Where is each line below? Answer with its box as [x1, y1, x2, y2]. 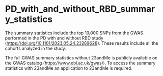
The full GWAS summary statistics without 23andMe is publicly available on [5, 55, 158, 60]
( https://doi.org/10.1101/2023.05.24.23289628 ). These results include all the [5, 40, 159, 46]
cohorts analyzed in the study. [5, 45, 66, 51]
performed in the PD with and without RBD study [5, 35, 104, 41]
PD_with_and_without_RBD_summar [5, 3, 155, 15]
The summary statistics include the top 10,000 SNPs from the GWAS [5, 30, 143, 36]
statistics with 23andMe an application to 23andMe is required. [5, 65, 133, 71]
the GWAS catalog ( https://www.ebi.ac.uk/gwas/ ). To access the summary [5, 60, 156, 66]
